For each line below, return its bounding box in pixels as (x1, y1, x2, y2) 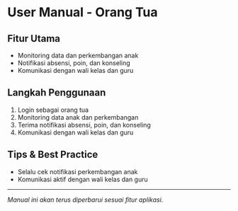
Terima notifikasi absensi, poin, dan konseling (17, 120, 151, 129)
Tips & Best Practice (7, 149, 98, 161)
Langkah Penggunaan (7, 86, 106, 99)
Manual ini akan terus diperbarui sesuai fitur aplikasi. (7, 195, 164, 204)
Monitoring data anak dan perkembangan (17, 113, 139, 121)
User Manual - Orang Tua (7, 4, 158, 21)
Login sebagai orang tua (17, 105, 89, 114)
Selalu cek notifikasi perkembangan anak (17, 167, 138, 176)
